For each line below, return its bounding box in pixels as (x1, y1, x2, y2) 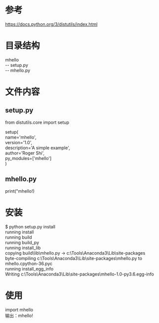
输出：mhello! (5, 313, 33, 319)
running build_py (5, 239, 40, 245)
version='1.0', (5, 139, 33, 145)
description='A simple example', (5, 145, 70, 151)
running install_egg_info (5, 266, 54, 271)
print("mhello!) (5, 188, 35, 194)
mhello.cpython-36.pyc (5, 261, 53, 267)
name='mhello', (5, 134, 37, 140)
